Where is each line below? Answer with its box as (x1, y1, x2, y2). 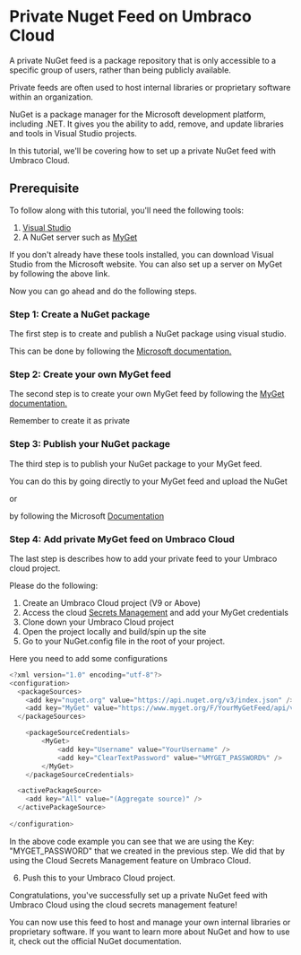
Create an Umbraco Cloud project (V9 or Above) (21, 597, 202, 608)
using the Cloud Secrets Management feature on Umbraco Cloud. (9, 854, 252, 865)
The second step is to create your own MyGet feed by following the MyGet (9, 389, 285, 399)
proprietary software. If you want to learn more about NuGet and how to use (9, 926, 290, 937)
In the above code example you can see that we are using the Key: (9, 836, 254, 846)
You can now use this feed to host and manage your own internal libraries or (9, 916, 291, 927)
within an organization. (9, 92, 94, 102)
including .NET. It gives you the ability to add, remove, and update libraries (9, 118, 284, 129)
